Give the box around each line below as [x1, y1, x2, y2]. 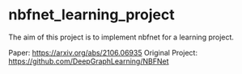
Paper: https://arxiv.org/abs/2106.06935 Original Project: [8, 47, 198, 57]
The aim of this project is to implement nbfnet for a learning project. [8, 32, 235, 42]
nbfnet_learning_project [8, 6, 176, 24]
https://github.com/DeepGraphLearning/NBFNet [8, 56, 169, 66]
